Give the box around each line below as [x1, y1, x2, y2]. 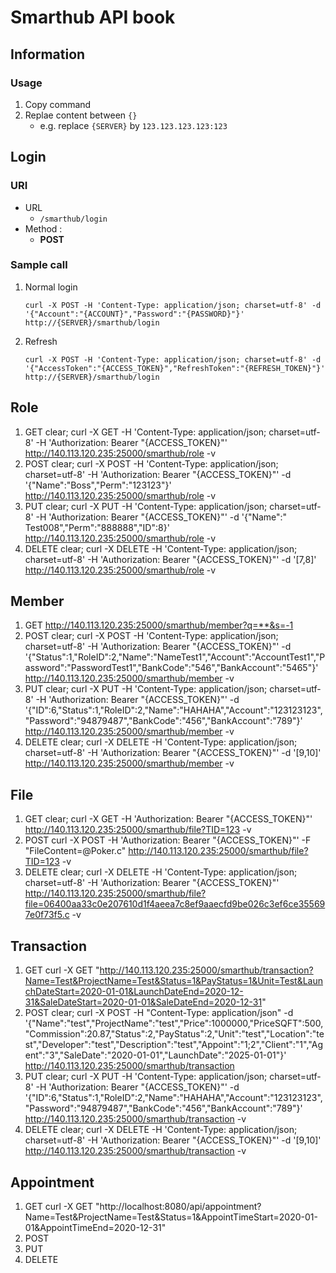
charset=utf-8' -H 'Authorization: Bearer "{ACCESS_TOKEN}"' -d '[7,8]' [24, 553, 317, 565]
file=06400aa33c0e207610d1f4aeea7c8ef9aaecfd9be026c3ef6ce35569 [24, 898, 326, 910]
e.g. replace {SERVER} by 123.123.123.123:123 [39, 119, 228, 131]
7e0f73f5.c [24, 909, 70, 921]
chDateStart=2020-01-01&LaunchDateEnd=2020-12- [24, 986, 244, 998]
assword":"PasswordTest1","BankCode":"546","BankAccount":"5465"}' [24, 662, 319, 674]
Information [10, 46, 86, 63]
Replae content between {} [24, 109, 138, 121]
